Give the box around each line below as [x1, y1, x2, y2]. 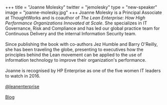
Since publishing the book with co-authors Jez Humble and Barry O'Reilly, [5, 41, 158, 47]
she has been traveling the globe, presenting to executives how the [5, 47, 143, 52]
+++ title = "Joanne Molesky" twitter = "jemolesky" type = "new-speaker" [5, 4, 157, 10]
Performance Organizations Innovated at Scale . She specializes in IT [5, 20, 147, 26]
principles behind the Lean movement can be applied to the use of [5, 52, 142, 58]
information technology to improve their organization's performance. [5, 57, 146, 63]
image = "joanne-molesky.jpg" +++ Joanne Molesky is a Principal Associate [5, 9, 162, 15]
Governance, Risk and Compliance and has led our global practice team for [5, 25, 160, 31]
